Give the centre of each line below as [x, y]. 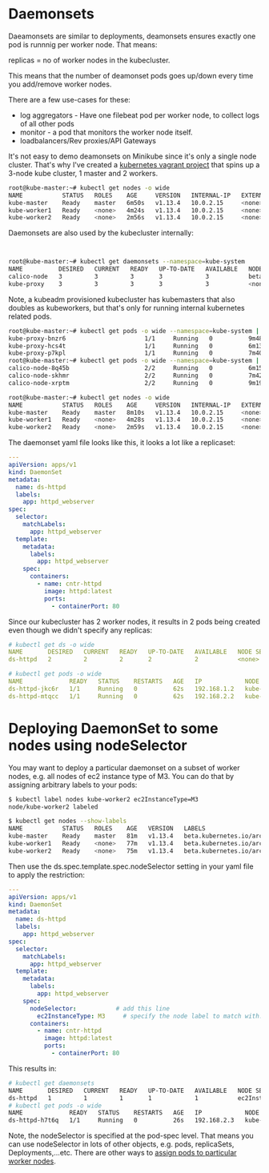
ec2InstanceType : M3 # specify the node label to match [139, 1016]
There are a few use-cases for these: [69, 99]
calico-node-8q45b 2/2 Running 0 [111, 368]
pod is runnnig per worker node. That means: [83, 44]
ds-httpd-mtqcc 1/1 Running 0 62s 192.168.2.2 [121, 696]
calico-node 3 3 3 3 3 [109, 277]
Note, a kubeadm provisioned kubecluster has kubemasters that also [122, 299]
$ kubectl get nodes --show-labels [68, 822]
